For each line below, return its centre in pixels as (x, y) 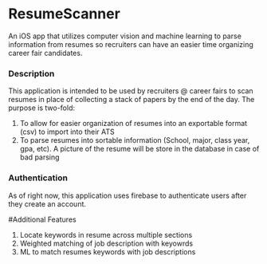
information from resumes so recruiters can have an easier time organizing (131, 44)
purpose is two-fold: (42, 108)
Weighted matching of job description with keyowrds (106, 243)
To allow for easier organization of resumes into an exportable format (133, 124)
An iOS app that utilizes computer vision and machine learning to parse (125, 36)
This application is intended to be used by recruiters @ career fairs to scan (131, 91)
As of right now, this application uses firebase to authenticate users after (128, 195)
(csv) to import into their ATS (67, 132)
